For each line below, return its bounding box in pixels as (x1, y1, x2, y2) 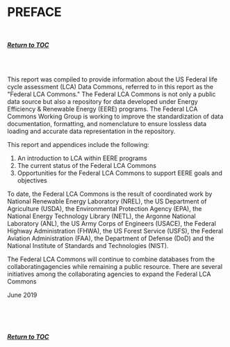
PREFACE (7, 4, 62, 20)
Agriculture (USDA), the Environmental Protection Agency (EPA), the (7, 204, 202, 213)
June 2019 (7, 291, 38, 299)
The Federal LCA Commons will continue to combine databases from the (7, 255, 215, 263)
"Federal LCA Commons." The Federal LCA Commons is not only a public (7, 90, 216, 98)
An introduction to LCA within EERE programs (17, 154, 147, 162)
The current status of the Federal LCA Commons (17, 161, 156, 169)
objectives (17, 176, 47, 185)
